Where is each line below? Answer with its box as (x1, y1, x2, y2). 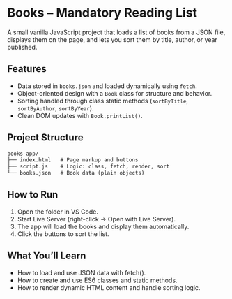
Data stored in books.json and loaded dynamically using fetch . (17, 82, 197, 90)
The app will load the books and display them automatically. (17, 222, 190, 231)
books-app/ (7, 150, 39, 157)
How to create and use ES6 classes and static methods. (17, 276, 178, 284)
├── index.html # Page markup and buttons (7, 156, 139, 163)
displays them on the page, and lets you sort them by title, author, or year (7, 35, 217, 43)
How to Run (7, 189, 59, 200)
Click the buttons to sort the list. (17, 229, 109, 238)
